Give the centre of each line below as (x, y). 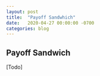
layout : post (22, 12)
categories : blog (28, 28)
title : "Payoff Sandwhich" (41, 17)
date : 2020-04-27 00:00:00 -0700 (50, 23)
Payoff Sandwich (38, 52)
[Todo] (14, 67)
